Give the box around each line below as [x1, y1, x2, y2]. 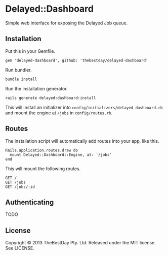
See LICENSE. [5, 245, 34, 251]
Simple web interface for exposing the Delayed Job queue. [5, 20, 128, 26]
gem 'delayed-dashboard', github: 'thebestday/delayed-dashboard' [5, 58, 148, 63]
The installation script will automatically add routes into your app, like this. [5, 138, 159, 144]
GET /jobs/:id [5, 184, 35, 189]
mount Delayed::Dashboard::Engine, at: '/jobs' [10, 152, 112, 157]
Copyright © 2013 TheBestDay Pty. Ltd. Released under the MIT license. [5, 240, 156, 246]
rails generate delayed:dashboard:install [5, 95, 96, 101]
